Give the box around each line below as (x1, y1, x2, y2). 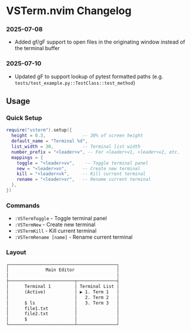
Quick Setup (6, 114, 42, 122)
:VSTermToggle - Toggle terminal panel (14, 215, 107, 222)
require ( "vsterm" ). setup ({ (6, 127, 72, 133)
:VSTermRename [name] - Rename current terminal (14, 234, 133, 241)
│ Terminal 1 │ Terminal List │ (6, 284, 119, 290)
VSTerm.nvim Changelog (6, 4, 132, 18)
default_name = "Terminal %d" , (11, 138, 88, 144)
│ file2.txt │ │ (6, 311, 119, 317)
